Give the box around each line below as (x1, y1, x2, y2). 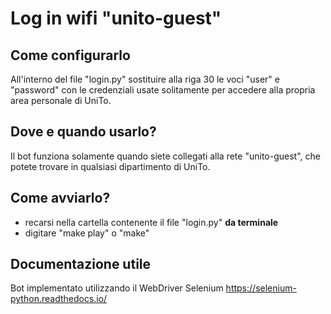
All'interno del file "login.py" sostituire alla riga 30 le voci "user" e (10, 73, 280, 85)
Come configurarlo (10, 47, 131, 64)
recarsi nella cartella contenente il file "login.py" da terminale (24, 216, 279, 228)
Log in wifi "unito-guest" (10, 7, 222, 30)
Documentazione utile (10, 256, 152, 273)
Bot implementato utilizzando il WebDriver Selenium (10, 282, 224, 294)
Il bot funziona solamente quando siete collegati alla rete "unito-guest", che (10, 150, 321, 162)
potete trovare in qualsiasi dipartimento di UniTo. (10, 160, 211, 172)
